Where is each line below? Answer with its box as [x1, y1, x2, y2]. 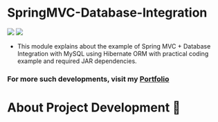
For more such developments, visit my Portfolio [7, 74, 170, 84]
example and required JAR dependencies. [17, 57, 137, 65]
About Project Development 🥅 [7, 100, 181, 116]
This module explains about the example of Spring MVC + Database [17, 42, 211, 50]
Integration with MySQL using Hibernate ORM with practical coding [17, 49, 209, 58]
